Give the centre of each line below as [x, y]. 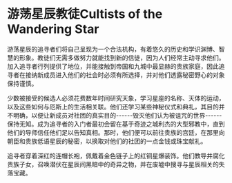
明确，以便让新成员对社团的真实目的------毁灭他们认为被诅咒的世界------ [117, 115]
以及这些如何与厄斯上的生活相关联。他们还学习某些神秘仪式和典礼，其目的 [113, 107]
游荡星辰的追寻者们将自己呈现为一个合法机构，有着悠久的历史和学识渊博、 [113, 49]
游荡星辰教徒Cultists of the [85, 14]
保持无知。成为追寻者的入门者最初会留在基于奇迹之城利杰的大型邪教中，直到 [116, 124]
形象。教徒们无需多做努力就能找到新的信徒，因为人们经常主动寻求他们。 [122, 57]
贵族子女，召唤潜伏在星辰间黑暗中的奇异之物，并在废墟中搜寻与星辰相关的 [113, 164]
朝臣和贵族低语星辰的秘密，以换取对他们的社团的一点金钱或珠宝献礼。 [107, 141]
